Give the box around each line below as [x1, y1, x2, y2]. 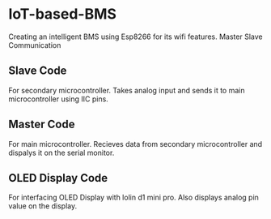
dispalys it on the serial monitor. [8, 148, 115, 157]
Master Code [8, 118, 75, 131]
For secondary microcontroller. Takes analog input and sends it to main [8, 85, 245, 95]
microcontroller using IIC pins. [8, 94, 109, 104]
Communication [8, 40, 61, 49]
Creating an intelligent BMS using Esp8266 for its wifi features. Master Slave [8, 32, 263, 41]
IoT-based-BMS [8, 5, 117, 24]
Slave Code [8, 64, 67, 78]
